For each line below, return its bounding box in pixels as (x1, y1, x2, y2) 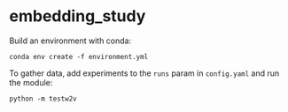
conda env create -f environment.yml (9, 52, 149, 61)
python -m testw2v (9, 94, 77, 103)
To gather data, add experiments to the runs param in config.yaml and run (9, 68, 280, 78)
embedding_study (9, 6, 146, 26)
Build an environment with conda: (9, 35, 131, 46)
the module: (9, 77, 53, 87)
